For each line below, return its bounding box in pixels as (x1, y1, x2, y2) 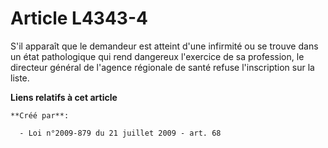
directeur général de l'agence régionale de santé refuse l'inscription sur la (10, 61, 315, 73)
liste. (10, 72, 30, 84)
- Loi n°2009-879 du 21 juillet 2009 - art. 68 (19, 128, 222, 138)
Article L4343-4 (10, 7, 148, 30)
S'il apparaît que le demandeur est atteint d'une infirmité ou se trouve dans (10, 40, 319, 52)
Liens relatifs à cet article (10, 91, 118, 103)
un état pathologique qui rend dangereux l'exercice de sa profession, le (10, 50, 305, 62)
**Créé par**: (10, 110, 70, 121)
